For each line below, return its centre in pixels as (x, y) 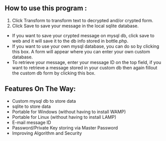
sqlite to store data (31, 106)
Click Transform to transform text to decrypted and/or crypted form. (82, 20)
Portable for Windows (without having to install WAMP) (69, 112)
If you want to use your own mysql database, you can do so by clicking (86, 46)
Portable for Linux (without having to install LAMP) (64, 117)
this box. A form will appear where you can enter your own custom (81, 51)
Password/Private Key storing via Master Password (65, 127)
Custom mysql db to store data (44, 101)
